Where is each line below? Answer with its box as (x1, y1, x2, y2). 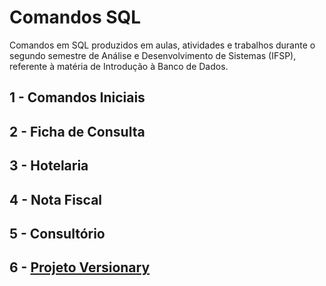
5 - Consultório (9, 225, 106, 242)
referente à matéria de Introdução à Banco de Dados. (9, 60, 229, 72)
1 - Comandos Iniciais (9, 89, 146, 106)
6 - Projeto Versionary (9, 259, 151, 276)
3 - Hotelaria (9, 157, 89, 175)
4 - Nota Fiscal (9, 191, 103, 208)
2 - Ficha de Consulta (9, 123, 146, 140)
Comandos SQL (9, 6, 142, 29)
